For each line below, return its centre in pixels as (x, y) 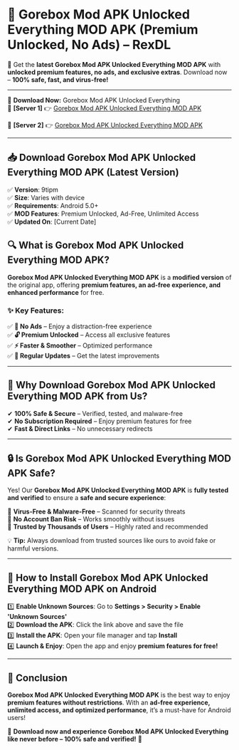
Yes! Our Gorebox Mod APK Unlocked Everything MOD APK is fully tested (118, 490)
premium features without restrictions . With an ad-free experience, (109, 703)
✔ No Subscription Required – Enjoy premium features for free (100, 421)
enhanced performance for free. (56, 292)
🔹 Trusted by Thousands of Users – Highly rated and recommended (108, 527)
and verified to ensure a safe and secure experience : (87, 498)
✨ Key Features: (36, 311)
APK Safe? (31, 473)
